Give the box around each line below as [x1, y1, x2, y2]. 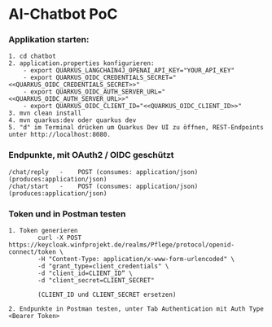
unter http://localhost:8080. [8, 131, 112, 139]
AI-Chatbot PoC [8, 5, 118, 24]
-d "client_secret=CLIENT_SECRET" [37, 277, 155, 285]
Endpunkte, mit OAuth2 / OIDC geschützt [8, 150, 174, 161]
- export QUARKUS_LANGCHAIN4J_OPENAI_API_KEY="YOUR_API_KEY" [23, 67, 235, 75]
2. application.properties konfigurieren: [8, 59, 155, 68]
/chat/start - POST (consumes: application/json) [8, 182, 199, 190]
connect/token [8, 248, 57, 256]
